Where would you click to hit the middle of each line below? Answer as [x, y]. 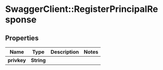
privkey [17, 60]
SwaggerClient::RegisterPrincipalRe [82, 9]
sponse [21, 20]
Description [65, 52]
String [38, 60]
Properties [22, 38]
